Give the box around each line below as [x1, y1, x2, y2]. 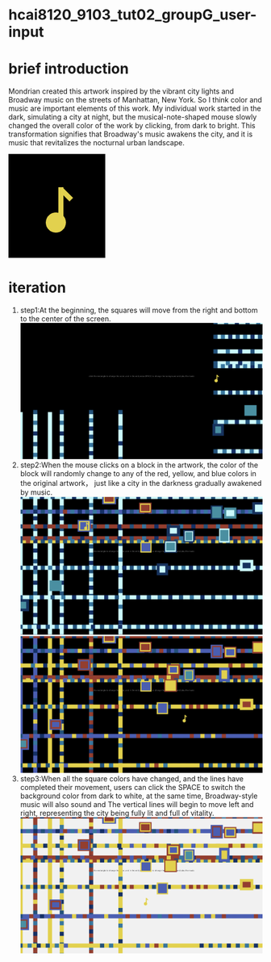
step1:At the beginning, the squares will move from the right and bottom [19, 305, 258, 316]
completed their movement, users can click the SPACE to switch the [19, 782, 246, 792]
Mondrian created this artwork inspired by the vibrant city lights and [8, 86, 235, 96]
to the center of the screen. [19, 314, 111, 324]
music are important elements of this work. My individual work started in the [8, 103, 261, 114]
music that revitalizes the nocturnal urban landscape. [8, 138, 186, 148]
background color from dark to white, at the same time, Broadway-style [19, 791, 258, 801]
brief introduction [8, 60, 129, 78]
